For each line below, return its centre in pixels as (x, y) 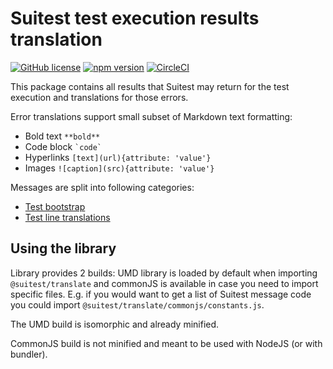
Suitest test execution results (135, 18)
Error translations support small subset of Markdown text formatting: (151, 116)
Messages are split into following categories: (102, 187)
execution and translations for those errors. (99, 97)
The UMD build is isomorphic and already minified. (115, 324)
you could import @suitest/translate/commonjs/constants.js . (137, 304)
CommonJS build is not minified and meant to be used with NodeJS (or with (166, 343)
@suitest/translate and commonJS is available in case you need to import (164, 283)
